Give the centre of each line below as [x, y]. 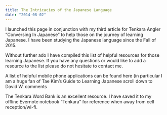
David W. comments [26, 86]
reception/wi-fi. [22, 107]
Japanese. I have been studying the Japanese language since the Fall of [81, 40]
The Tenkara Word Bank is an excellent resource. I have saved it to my [78, 96]
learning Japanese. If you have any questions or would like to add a [75, 60]
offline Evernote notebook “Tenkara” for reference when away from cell [80, 101]
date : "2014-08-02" [26, 15]
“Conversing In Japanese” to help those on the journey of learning [74, 34]
